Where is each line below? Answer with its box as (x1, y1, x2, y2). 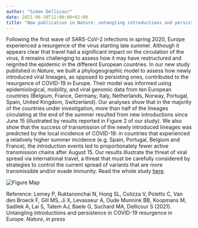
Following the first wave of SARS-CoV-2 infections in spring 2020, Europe (6, 36, 186, 43)
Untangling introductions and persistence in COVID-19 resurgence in (6, 209, 173, 216)
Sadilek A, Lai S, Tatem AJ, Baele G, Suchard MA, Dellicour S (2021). (6, 203, 172, 210)
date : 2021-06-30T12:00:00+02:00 (6, 14, 88, 20)
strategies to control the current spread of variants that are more (6, 161, 163, 168)
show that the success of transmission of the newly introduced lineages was (6, 123, 192, 131)
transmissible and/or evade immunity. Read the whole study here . (6, 168, 166, 175)
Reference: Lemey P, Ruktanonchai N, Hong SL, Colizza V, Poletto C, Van (6, 190, 183, 198)
